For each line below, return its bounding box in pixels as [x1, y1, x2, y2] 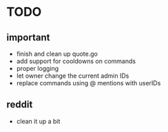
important [6, 32, 50, 43]
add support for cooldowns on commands [16, 57, 136, 65]
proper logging [16, 65, 59, 72]
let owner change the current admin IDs [16, 71, 129, 80]
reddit [6, 99, 33, 111]
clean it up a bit [16, 117, 61, 125]
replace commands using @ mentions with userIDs [16, 79, 161, 87]
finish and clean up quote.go [16, 49, 98, 58]
